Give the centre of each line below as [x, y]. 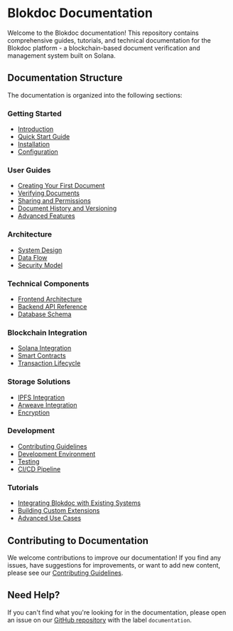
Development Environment [56, 454]
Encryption [34, 412]
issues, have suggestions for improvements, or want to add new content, [114, 565]
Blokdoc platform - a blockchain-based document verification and [104, 48]
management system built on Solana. [61, 56]
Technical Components [48, 283]
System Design [40, 250]
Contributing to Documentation [78, 540]
